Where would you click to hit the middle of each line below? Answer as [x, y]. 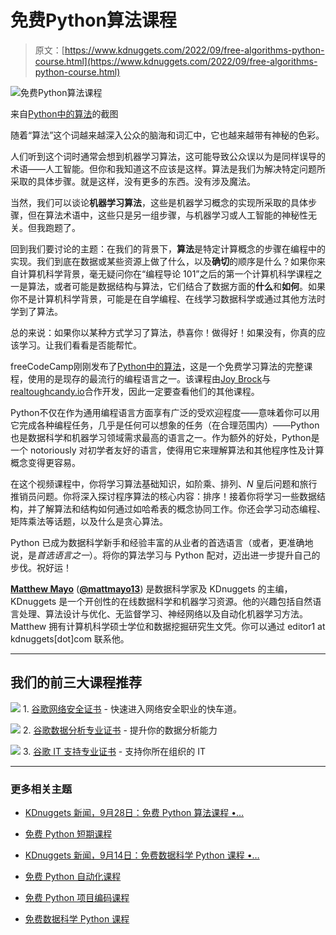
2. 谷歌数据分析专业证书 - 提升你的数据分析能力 [120, 730]
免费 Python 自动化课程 [73, 877]
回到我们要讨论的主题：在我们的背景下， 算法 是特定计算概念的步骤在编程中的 [168, 248]
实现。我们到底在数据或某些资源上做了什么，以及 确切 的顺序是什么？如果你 [163, 261]
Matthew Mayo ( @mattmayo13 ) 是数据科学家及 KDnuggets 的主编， [151, 588]
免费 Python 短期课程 [68, 834]
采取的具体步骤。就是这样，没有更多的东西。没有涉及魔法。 [133, 181]
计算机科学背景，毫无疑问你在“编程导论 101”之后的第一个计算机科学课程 [166, 273]
